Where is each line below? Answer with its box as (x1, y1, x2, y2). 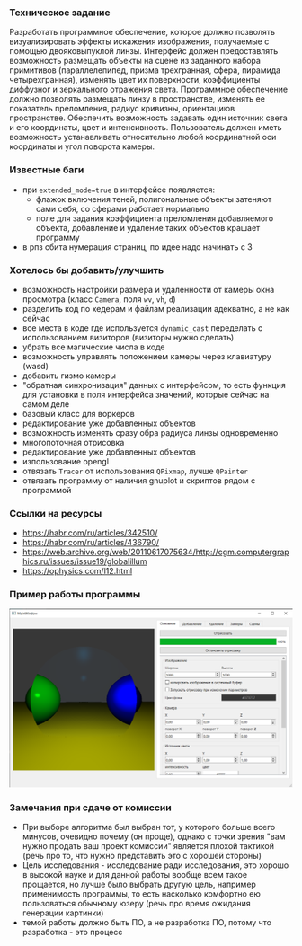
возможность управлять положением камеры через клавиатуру (22, 350, 271, 361)
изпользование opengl (22, 455, 110, 466)
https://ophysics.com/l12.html (22, 566, 133, 577)
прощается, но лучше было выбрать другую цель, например (22, 879, 256, 890)
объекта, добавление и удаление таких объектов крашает (35, 222, 261, 233)
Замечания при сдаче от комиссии (9, 801, 173, 814)
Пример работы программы (9, 588, 141, 601)
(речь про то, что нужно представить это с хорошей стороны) (22, 851, 262, 862)
